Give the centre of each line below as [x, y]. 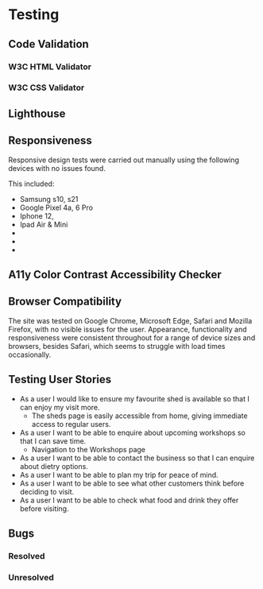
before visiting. [44, 508]
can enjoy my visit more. [60, 407]
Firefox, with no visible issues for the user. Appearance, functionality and [128, 329]
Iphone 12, [37, 215]
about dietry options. [54, 466]
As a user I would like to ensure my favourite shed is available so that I [135, 398]
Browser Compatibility [65, 302]
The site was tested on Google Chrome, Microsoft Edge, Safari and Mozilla [130, 320]
